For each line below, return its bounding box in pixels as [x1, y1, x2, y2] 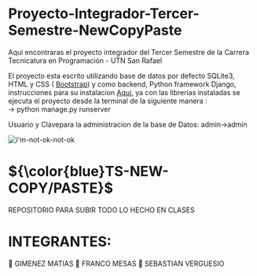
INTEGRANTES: [8, 233, 112, 251]
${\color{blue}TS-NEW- [8, 163, 169, 181]
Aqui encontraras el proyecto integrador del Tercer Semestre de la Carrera [8, 47, 250, 57]
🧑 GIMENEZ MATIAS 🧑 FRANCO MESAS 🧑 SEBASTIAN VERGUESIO [8, 259, 225, 268]
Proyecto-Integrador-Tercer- [8, 5, 200, 23]
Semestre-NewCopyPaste [8, 21, 182, 39]
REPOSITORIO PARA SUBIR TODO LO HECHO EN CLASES [8, 205, 195, 215]
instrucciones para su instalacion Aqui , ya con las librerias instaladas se [8, 87, 241, 97]
